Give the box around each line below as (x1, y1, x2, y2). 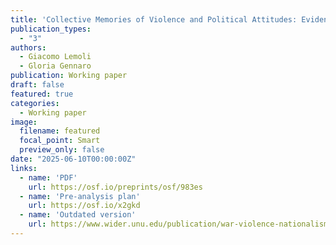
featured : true (10, 89, 74, 99)
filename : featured (19, 126, 101, 136)
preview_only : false (19, 145, 105, 155)
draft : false (10, 80, 65, 90)
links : (10, 163, 38, 173)
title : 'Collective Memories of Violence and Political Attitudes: (10, 14, 298, 25)
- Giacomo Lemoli (19, 52, 92, 62)
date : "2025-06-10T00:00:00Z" (10, 154, 137, 164)
